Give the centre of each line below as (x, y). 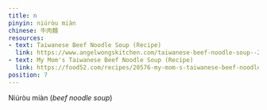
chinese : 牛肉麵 (33, 30)
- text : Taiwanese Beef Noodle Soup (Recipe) (85, 45)
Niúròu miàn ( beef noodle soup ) (60, 97)
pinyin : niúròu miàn (43, 23)
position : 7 (28, 75)
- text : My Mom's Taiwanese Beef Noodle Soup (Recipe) (101, 61)
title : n (23, 16)
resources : (26, 38)
